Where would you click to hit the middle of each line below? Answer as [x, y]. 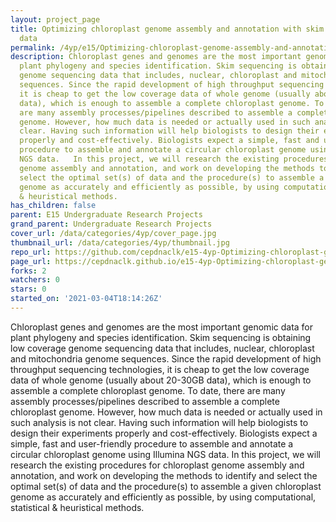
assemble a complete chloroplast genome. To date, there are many [148, 390]
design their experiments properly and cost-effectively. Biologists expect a [164, 433]
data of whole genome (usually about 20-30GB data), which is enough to [161, 380]
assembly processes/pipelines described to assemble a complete [145, 401]
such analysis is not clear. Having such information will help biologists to [159, 422]
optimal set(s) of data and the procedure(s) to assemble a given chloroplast [166, 486]
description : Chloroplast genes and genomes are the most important [156, 57]
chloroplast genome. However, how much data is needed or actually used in [166, 412]
